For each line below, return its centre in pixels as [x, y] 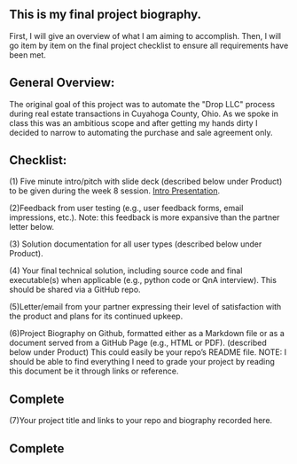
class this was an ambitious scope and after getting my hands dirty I [133, 122]
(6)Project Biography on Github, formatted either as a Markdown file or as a [147, 334]
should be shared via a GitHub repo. [75, 290]
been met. [28, 55]
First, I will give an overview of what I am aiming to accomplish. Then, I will [145, 35]
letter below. [32, 227]
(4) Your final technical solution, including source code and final [126, 271]
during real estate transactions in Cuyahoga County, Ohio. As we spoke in [144, 114]
